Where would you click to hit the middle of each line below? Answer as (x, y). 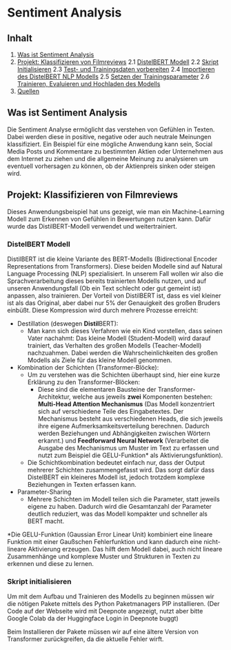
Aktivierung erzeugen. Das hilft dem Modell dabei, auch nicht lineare (125, 549)
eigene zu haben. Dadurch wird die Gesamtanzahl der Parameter (120, 506)
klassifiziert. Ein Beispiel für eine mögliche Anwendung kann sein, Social (110, 144)
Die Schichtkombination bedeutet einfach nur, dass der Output (116, 462)
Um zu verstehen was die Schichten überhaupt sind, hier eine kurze (124, 375)
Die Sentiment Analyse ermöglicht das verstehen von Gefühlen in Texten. (111, 129)
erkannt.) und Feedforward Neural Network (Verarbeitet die (123, 440)
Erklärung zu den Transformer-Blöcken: (83, 382)
